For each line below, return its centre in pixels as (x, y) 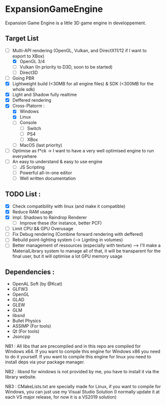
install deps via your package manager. (45, 362)
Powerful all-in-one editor (46, 173)
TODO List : (23, 194)
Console (28, 123)
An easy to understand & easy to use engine (57, 161)
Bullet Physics (26, 321)
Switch (34, 128)
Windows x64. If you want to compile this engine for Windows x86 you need (83, 351)
